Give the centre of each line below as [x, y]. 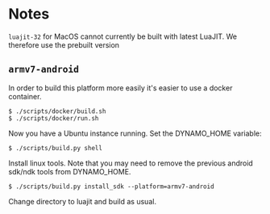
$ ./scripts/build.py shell [56, 148]
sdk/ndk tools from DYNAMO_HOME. [70, 171]
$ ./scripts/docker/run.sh [54, 118]
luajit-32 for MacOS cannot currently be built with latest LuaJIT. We [123, 36]
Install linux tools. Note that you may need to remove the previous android [131, 163]
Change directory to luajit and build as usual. [83, 201]
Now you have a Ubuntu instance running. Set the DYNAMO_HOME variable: [135, 133]
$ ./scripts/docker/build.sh [57, 111]
